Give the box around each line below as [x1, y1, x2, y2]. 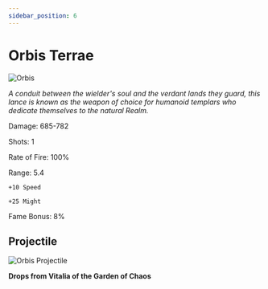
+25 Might [8, 197, 42, 206]
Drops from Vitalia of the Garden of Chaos [8, 271, 151, 281]
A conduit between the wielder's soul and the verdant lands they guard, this [8, 88, 261, 98]
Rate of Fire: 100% [8, 152, 70, 161]
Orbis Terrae [8, 46, 94, 64]
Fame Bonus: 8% [8, 211, 66, 221]
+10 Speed [8, 183, 42, 191]
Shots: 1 [8, 136, 35, 146]
